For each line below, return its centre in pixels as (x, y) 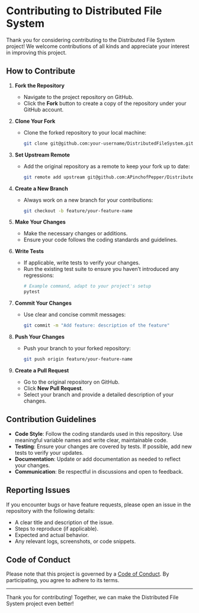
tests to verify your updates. (49, 452)
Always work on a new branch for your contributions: (88, 200)
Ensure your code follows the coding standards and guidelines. (100, 240)
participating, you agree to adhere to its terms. (63, 580)
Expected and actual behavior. (52, 535)
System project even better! (40, 604)
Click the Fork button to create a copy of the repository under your (105, 103)
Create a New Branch (41, 189)
